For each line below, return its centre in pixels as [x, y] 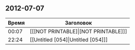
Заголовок [78, 22]
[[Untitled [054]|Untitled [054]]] [69, 39]
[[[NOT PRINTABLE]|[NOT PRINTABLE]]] [78, 31]
